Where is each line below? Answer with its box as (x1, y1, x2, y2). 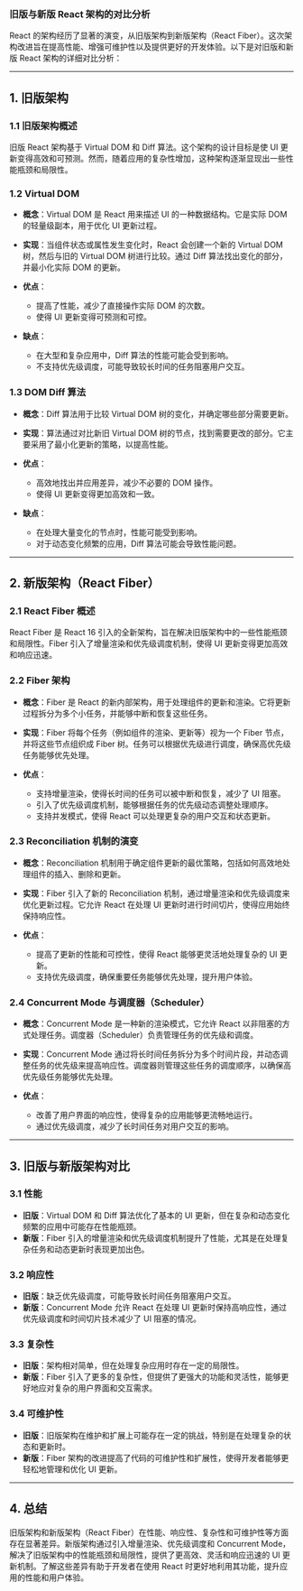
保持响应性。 (22, 910, 70, 921)
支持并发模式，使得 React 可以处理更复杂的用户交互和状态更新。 (35, 810, 276, 821)
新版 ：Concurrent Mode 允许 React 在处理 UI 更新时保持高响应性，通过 (22, 1302, 287, 1313)
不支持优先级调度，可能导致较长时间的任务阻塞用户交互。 (35, 361, 250, 372)
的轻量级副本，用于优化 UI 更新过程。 (22, 220, 162, 231)
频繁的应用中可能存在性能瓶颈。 (22, 1221, 142, 1232)
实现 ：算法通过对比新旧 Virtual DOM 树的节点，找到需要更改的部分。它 (22, 427, 286, 439)
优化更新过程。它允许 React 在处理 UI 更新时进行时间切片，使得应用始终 (22, 899, 290, 910)
